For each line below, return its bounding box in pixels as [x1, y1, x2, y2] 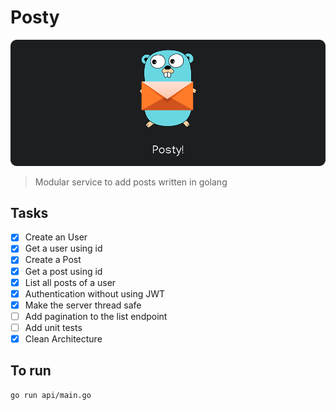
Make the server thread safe [24, 299, 142, 311]
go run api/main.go [10, 390, 92, 400]
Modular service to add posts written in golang [34, 176, 228, 188]
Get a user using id [24, 242, 103, 255]
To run [10, 362, 52, 380]
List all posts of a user [24, 276, 117, 288]
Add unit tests [24, 321, 83, 333]
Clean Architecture [24, 332, 103, 345]
